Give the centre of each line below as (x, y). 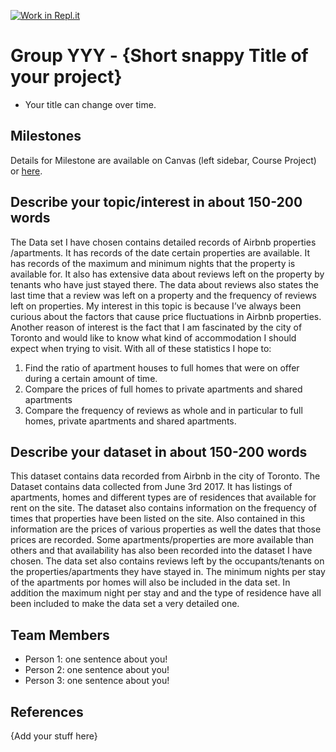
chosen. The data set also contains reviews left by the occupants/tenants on (167, 561)
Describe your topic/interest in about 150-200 (156, 202)
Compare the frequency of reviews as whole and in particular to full (163, 410)
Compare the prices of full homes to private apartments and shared (163, 389)
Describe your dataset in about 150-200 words (159, 451)
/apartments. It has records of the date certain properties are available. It (160, 252)
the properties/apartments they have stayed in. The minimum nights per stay (168, 572)
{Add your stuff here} (54, 736)
